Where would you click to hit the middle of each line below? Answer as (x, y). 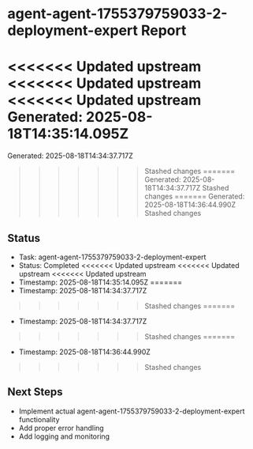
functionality (39, 419)
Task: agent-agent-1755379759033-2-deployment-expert (112, 257)
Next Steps (35, 392)
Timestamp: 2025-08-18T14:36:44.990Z (85, 352)
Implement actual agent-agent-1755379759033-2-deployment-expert (132, 411)
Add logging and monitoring (64, 436)
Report (164, 30)
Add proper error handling (61, 428)
